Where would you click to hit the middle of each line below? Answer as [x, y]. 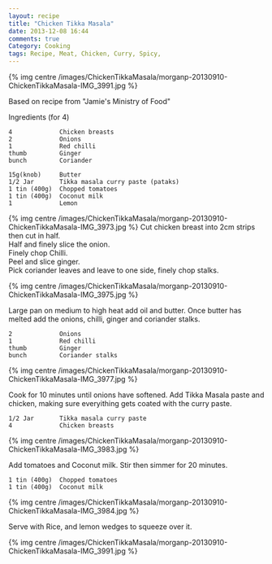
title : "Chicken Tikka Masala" [61, 24]
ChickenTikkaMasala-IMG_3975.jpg [67, 295]
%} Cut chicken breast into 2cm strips [192, 227]
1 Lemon [43, 203]
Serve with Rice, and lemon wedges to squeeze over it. [100, 527]
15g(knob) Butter [45, 175]
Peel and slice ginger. [44, 262]
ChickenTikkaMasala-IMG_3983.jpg [68, 449]
